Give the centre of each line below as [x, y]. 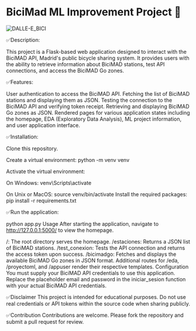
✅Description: [23, 40]
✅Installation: [22, 137]
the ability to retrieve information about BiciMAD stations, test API [85, 64]
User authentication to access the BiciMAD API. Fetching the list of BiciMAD [98, 93]
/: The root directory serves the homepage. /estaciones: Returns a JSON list [98, 241]
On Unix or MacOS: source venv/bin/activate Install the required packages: [97, 194]
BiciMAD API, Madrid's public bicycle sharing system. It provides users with [98, 58]
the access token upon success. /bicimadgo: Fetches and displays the [91, 254]
